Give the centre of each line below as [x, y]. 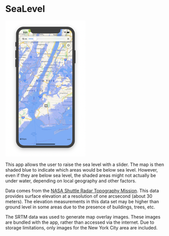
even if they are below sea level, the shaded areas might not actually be [81, 175]
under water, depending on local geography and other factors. [71, 181]
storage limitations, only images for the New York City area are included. [81, 228]
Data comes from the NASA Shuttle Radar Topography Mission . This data [82, 191]
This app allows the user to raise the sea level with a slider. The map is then [85, 164]
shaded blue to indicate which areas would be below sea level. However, [82, 170]
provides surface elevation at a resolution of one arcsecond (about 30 [79, 196]
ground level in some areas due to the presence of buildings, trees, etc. [80, 207]
